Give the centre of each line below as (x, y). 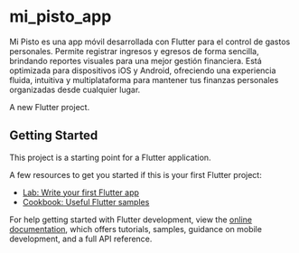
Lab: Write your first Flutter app (81, 192)
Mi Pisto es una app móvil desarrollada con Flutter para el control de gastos (150, 42)
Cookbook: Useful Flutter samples (86, 201)
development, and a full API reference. (81, 239)
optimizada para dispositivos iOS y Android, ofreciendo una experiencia (143, 70)
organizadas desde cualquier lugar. (75, 89)
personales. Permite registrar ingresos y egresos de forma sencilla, (134, 51)
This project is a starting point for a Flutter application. (110, 157)
